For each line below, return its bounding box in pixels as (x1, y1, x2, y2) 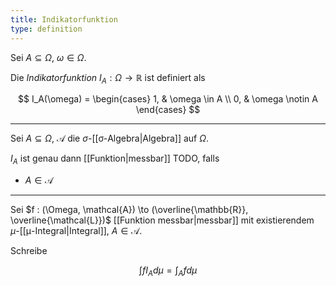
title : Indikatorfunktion (10, 14, 118, 25)
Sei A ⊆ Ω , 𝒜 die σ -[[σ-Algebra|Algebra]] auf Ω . (10, 132, 209, 145)
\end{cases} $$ (135, 104, 201, 116)
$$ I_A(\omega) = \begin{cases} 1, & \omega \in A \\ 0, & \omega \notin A (18, 93, 318, 105)
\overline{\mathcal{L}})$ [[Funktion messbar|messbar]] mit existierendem (10, 214, 315, 226)
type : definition (10, 24, 83, 34)
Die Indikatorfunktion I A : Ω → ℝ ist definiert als (10, 71, 206, 86)
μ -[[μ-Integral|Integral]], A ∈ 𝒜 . (10, 225, 143, 237)
